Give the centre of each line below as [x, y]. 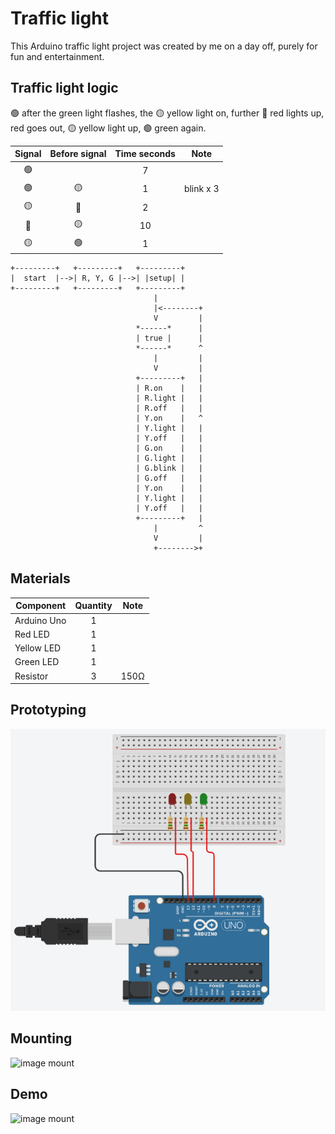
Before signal [78, 154]
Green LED [37, 662]
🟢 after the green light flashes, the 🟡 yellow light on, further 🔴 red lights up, [167, 113]
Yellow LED [38, 648]
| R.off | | [169, 408]
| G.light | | [169, 458]
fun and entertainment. [57, 56]
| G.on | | [169, 448]
